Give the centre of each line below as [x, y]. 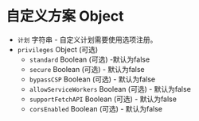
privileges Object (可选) [58, 49]
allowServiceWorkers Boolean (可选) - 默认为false [110, 89]
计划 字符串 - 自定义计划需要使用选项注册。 [87, 40]
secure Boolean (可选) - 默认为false [87, 69]
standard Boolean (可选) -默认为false [90, 59]
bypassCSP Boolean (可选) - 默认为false [92, 79]
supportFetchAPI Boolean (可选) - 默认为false [103, 99]
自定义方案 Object [65, 16]
